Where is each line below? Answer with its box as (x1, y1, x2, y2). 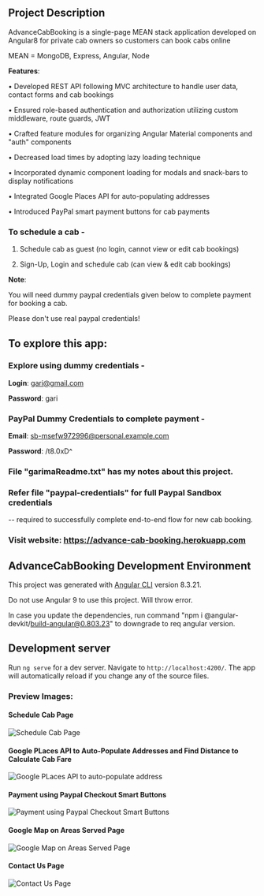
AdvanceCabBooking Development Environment (8, 559, 251, 573)
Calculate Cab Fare (8, 754, 73, 763)
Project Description (8, 6, 106, 20)
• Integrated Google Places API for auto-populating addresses (8, 191, 210, 200)
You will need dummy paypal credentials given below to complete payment (8, 290, 251, 300)
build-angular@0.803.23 (30, 619, 110, 629)
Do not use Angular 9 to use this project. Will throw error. (8, 595, 193, 605)
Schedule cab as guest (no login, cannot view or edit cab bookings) (19, 245, 240, 254)
